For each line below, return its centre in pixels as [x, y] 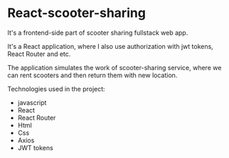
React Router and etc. [39, 54]
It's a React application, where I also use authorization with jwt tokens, [110, 46]
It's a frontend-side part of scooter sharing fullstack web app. [98, 33]
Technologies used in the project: [56, 89]
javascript [32, 102]
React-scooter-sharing [76, 13]
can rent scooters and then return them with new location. [92, 75]
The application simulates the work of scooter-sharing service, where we [114, 67]
